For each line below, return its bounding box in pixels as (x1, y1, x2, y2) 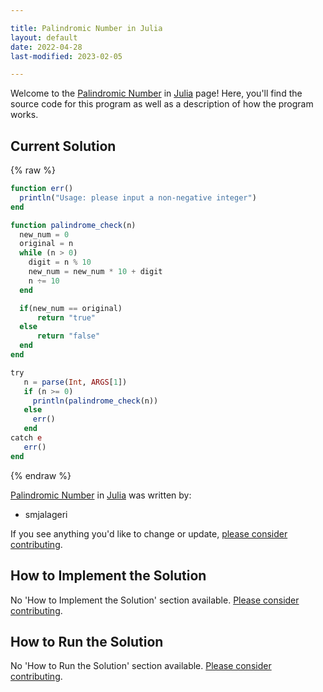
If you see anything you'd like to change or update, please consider (10, 527, 288, 540)
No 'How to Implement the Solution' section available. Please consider (10, 594, 300, 606)
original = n (19, 239, 74, 249)
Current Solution (10, 137, 117, 155)
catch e (10, 433, 43, 443)
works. (10, 109, 39, 121)
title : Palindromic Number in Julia (10, 23, 163, 33)
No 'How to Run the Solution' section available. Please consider (10, 660, 272, 672)
